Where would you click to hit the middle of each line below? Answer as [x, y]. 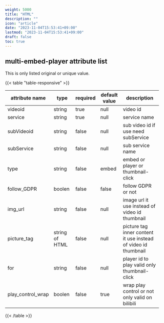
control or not [138, 291]
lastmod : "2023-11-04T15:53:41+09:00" [44, 32]
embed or [134, 159]
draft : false [18, 37]
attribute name [28, 98]
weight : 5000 [18, 10]
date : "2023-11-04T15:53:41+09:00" [41, 28]
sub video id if [139, 125]
